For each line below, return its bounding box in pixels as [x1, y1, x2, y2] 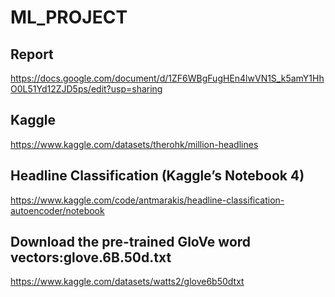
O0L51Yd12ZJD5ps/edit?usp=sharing [10, 83, 163, 95]
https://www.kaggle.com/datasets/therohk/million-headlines [10, 138, 259, 150]
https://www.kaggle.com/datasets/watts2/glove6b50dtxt [10, 276, 245, 288]
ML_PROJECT [10, 6, 128, 29]
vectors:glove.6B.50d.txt [10, 249, 172, 266]
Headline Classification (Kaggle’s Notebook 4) [10, 167, 305, 185]
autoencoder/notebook [10, 204, 105, 216]
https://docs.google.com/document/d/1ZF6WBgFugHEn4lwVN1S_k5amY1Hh [10, 72, 325, 84]
